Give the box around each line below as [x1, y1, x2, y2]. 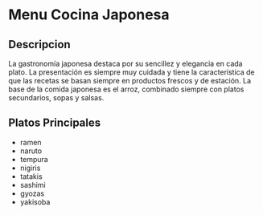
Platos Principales [8, 116, 101, 130]
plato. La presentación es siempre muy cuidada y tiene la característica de [8, 67, 255, 77]
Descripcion [8, 38, 71, 51]
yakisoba [19, 197, 51, 206]
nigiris [19, 163, 41, 172]
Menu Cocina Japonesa [8, 6, 171, 24]
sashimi [19, 180, 46, 189]
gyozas [19, 189, 45, 198]
